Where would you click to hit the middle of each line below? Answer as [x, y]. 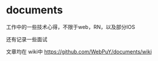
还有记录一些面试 [27, 39]
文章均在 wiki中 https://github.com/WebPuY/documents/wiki [79, 51]
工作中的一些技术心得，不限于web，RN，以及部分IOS [70, 27]
